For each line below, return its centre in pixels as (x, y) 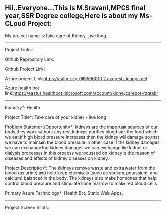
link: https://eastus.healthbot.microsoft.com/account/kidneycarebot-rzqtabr (82, 93)
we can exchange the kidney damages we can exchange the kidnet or (76, 147)
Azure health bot (22, 88)
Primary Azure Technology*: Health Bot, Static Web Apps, (64, 193)
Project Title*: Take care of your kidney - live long (56, 117)
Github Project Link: (25, 69)
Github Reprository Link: (30, 59)
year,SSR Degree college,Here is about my (72, 16)
